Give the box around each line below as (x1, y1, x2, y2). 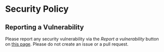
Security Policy (5, 3, 69, 15)
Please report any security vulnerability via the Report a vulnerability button (5, 36, 159, 42)
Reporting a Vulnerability (5, 23, 84, 31)
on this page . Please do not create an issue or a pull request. (5, 41, 129, 47)
